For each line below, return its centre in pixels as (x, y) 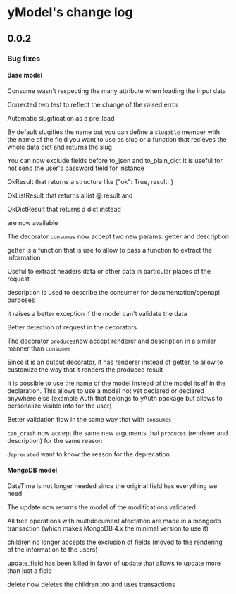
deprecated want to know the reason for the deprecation (89, 454)
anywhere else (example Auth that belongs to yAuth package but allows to (115, 398)
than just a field (30, 570)
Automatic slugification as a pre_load (61, 118)
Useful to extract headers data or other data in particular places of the (109, 271)
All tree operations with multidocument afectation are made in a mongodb (114, 521)
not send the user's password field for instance (76, 168)
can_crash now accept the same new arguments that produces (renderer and (118, 433)
